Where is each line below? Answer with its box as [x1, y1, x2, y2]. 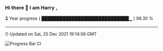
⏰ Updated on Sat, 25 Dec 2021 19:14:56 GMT [5, 31, 97, 37]
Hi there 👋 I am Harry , [5, 4, 58, 11]
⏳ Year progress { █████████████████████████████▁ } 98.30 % [5, 15, 154, 21]
